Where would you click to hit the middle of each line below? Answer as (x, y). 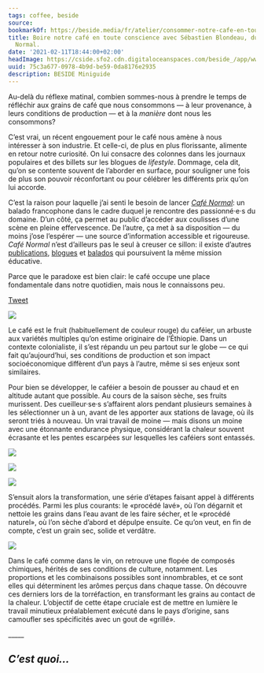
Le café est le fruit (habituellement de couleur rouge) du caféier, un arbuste (130, 330)
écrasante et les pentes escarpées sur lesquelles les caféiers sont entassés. (132, 437)
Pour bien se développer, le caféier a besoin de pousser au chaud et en (124, 387)
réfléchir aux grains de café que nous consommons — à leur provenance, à (130, 105)
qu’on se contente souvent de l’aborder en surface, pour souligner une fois (129, 170)
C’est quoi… (39, 659)
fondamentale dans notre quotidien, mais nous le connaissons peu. (117, 284)
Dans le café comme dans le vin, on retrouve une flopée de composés (122, 560)
